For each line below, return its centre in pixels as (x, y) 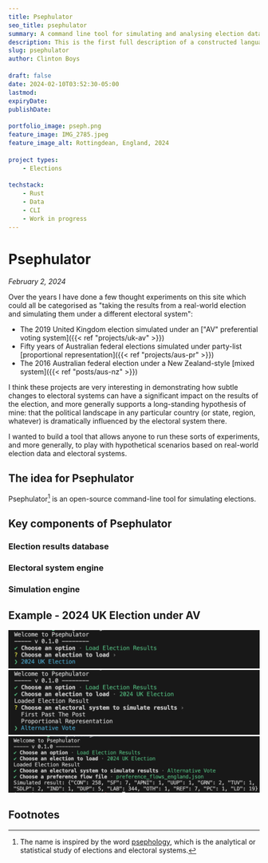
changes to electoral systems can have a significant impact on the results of (134, 396)
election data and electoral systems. (68, 453)
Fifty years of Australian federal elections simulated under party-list (130, 346)
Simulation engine (44, 589)
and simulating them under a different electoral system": (101, 313)
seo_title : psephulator (48, 25)
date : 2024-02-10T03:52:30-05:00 (64, 84)
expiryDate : (28, 101)
